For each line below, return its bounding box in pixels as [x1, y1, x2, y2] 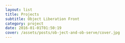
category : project [5, 21, 44, 26]
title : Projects [5, 12, 39, 17]
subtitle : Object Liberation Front [5, 16, 80, 21]
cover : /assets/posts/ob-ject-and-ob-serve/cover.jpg [5, 30, 120, 35]
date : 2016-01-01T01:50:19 [5, 26, 62, 31]
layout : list [5, 7, 33, 12]
